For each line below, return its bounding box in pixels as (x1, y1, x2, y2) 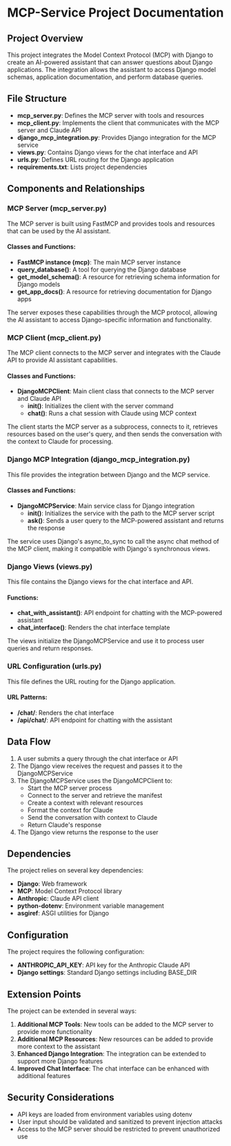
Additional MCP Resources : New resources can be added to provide (17, 1035, 214, 1043)
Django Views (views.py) (7, 562, 93, 571)
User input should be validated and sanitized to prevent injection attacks (17, 1117, 223, 1126)
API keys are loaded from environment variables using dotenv (17, 1110, 192, 1118)
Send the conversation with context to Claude (27, 813, 158, 821)
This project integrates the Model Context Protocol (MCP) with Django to (7, 51, 214, 59)
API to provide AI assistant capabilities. (7, 356, 118, 364)
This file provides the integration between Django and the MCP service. (7, 470, 210, 478)
